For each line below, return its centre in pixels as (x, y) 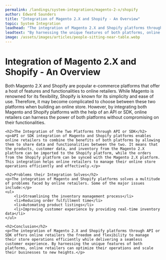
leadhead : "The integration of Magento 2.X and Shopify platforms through (84, 28)
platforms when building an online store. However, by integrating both (76, 107)
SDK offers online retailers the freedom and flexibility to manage (77, 235)
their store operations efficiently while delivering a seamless (74, 239)
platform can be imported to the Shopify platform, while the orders (78, 153)
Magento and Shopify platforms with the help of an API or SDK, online (76, 112)
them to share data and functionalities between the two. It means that (82, 144)
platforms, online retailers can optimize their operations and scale (79, 248)
